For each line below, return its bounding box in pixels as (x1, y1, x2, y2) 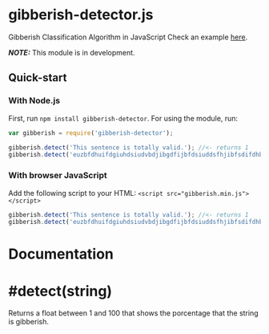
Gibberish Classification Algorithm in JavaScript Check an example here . (8, 32, 248, 42)
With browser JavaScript (8, 170, 107, 181)
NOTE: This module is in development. (8, 47, 135, 57)
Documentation (8, 245, 114, 263)
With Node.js (8, 95, 61, 106)
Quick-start (8, 71, 67, 85)
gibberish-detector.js (8, 6, 154, 24)
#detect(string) (8, 282, 113, 300)
